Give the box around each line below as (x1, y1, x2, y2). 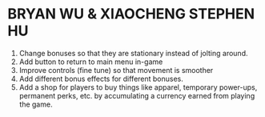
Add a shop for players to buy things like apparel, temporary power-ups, (18, 82, 258, 92)
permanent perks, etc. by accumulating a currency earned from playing (18, 91, 255, 100)
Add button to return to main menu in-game (18, 57, 163, 67)
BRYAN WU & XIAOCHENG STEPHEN (7, 5, 255, 23)
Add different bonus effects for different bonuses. (18, 74, 183, 83)
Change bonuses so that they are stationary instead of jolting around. (18, 48, 248, 58)
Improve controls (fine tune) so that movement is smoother (18, 65, 214, 75)
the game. (18, 99, 53, 109)
